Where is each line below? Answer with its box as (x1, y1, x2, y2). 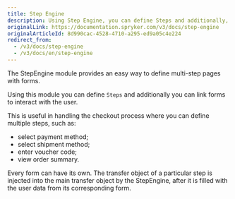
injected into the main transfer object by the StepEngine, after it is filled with (7, 176, 228, 184)
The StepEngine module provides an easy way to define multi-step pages (7, 68, 221, 78)
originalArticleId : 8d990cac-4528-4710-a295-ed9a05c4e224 (7, 30, 181, 37)
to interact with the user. (7, 97, 78, 106)
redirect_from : (7, 37, 52, 44)
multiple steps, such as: (7, 119, 76, 127)
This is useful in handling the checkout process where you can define (7, 111, 210, 120)
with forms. (7, 76, 40, 85)
